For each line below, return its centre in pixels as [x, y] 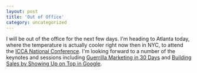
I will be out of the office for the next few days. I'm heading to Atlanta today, [98, 39]
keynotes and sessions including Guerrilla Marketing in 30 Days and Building [99, 58]
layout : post [22, 11]
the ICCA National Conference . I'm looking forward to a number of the [91, 51]
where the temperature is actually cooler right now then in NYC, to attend [95, 45]
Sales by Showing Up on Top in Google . [54, 64]
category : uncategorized [36, 22]
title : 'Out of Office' [35, 17]
